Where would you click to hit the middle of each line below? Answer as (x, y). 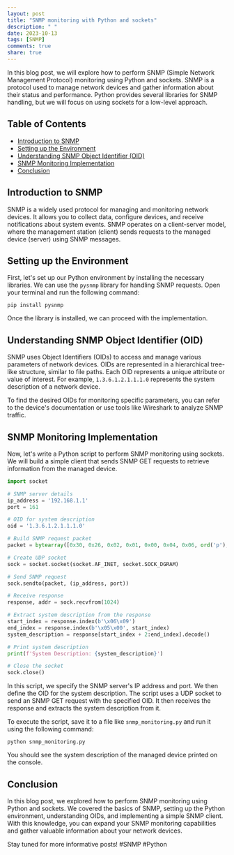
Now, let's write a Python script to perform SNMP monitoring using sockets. (116, 454)
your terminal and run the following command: (73, 292)
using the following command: (50, 729)
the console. (25, 762)
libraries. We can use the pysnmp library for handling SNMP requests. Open (114, 285)
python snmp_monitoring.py (46, 742)
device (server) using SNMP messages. (64, 239)
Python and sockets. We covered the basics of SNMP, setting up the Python (116, 808)
